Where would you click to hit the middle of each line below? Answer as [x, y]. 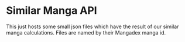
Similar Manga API [52, 11]
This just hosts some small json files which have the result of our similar [92, 26]
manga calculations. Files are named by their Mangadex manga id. [86, 32]
